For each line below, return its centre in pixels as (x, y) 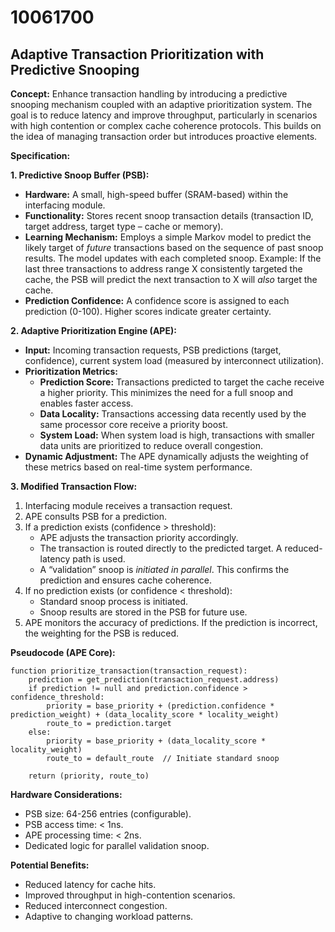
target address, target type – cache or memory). (124, 226)
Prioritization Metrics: (71, 371)
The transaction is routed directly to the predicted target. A (161, 548)
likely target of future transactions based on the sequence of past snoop (174, 247)
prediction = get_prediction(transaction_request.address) (154, 680)
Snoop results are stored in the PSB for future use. (143, 612)
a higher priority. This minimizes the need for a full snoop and (166, 392)
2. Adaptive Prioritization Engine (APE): (93, 330)
